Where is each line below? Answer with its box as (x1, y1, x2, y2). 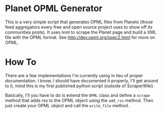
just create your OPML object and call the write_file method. (5, 102, 129, 108)
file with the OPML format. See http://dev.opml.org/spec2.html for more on (5, 34, 155, 40)
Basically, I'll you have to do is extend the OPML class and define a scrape (5, 92, 150, 98)
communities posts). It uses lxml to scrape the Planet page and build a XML (5, 29, 157, 35)
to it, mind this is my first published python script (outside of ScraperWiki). (5, 83, 155, 89)
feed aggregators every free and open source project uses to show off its (5, 24, 153, 30)
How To (5, 57, 37, 68)
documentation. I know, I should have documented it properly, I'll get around (5, 78, 159, 83)
